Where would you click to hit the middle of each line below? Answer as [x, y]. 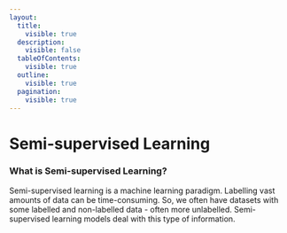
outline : [33, 75]
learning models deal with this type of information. [144, 219]
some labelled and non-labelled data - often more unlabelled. [121, 209]
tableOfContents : [49, 58]
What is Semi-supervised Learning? [88, 171]
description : [41, 42]
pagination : [39, 91]
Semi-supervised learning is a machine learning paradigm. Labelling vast [142, 190]
